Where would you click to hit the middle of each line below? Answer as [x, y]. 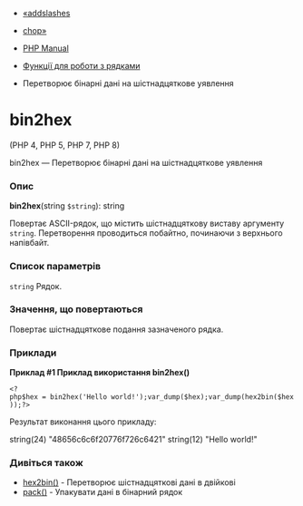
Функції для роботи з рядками [81, 66]
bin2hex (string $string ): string [67, 206]
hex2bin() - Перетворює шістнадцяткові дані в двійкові [129, 482]
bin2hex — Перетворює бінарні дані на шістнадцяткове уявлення [136, 162]
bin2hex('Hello [78, 397]
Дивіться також [46, 463]
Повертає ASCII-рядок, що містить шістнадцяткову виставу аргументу [147, 224]
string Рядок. [35, 286]
